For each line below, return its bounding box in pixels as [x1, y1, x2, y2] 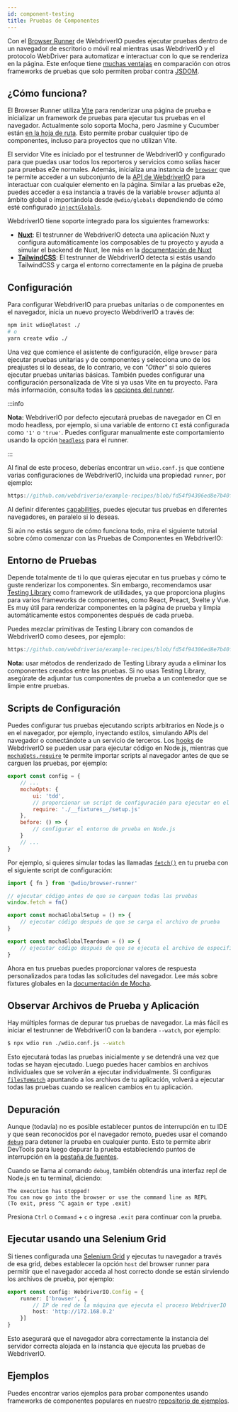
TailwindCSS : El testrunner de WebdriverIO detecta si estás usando [17, 253, 216, 262]
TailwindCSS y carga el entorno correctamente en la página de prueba [17, 261, 223, 269]
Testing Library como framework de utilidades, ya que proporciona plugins [7, 588, 225, 597]
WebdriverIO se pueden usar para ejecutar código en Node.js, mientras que [7, 744, 229, 752]
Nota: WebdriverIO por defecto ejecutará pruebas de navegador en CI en [7, 413, 222, 422]
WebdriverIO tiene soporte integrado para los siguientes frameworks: [7, 217, 210, 225]
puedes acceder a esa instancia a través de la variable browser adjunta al [7, 188, 220, 196]
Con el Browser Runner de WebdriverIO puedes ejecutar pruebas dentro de [7, 36, 228, 45]
